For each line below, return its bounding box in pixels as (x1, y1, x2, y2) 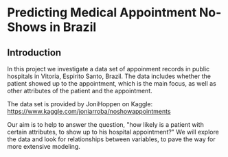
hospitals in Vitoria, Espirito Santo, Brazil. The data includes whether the (7, 72, 212, 80)
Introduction (7, 47, 62, 58)
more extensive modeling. (7, 143, 80, 150)
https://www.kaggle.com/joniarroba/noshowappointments (7, 108, 171, 115)
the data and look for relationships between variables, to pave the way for (7, 135, 216, 143)
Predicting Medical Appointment (7, 5, 197, 21)
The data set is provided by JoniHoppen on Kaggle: (7, 100, 153, 108)
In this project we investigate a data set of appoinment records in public (7, 65, 210, 73)
